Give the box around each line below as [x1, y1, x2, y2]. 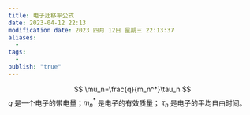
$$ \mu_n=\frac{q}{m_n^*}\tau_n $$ [73, 84, 192, 94]
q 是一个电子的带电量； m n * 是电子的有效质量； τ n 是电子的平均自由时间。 [8, 96, 247, 109]
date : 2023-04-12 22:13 [8, 19, 87, 27]
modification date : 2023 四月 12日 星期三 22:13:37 [8, 26, 175, 34]
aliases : [8, 33, 37, 42]
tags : [8, 48, 26, 56]
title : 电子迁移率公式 [8, 11, 75, 20]
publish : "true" [8, 63, 62, 71]
